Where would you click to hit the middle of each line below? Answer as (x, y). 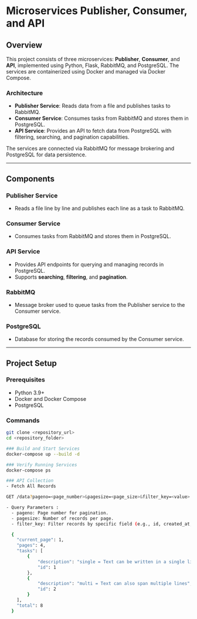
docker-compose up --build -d (43, 454)
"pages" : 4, (31, 546)
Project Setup (32, 363)
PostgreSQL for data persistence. (46, 155)
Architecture (25, 93)
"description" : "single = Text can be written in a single (111, 562)
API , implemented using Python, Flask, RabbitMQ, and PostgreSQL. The (93, 65)
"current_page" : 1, (40, 540)
